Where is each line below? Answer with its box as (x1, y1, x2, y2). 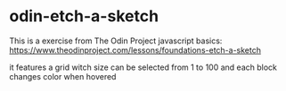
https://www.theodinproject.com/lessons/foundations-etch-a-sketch (9, 44, 261, 55)
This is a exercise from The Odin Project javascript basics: (9, 35, 223, 46)
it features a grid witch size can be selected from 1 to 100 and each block (9, 62, 278, 72)
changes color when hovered (9, 71, 117, 81)
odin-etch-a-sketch (9, 6, 159, 27)
